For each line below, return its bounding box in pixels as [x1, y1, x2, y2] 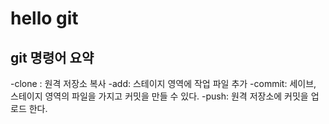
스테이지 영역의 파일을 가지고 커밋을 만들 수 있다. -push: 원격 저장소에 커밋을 [10, 90, 309, 102]
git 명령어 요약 [10, 49, 95, 66]
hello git [10, 7, 79, 30]
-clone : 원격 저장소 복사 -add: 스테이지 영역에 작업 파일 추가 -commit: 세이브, [10, 78, 317, 89]
